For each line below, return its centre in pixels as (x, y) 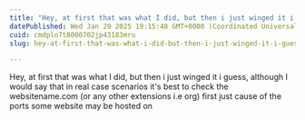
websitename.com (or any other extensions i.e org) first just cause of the (146, 96)
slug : (20, 43)
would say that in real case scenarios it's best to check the (119, 86)
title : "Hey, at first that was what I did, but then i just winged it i (152, 18)
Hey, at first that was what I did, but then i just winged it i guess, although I (149, 77)
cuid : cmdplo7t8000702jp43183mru (73, 35)
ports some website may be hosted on (81, 106)
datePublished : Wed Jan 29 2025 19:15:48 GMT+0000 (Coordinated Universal (154, 26)
